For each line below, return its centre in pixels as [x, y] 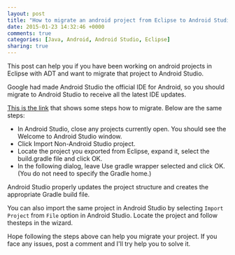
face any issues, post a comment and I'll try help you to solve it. [99, 244]
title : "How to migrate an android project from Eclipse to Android [109, 20]
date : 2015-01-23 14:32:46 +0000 [56, 27]
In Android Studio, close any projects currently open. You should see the [122, 129]
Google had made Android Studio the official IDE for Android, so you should [116, 87]
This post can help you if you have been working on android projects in [109, 66]
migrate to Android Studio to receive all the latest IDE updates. [97, 94]
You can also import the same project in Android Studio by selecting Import [115, 208]
